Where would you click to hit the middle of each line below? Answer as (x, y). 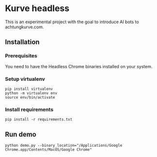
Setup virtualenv (25, 79)
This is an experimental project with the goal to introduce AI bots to (72, 22)
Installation (22, 42)
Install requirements (29, 109)
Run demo (21, 134)
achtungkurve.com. (24, 27)
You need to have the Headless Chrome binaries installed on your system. (79, 66)
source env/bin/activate (30, 97)
